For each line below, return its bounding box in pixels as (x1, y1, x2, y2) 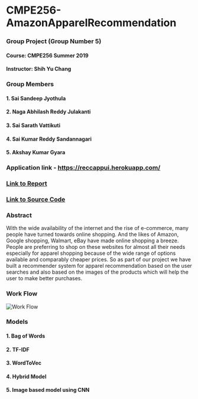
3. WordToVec (6, 359, 42, 366)
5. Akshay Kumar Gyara (6, 149, 66, 156)
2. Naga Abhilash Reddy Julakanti (6, 108, 91, 115)
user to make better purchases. (6, 275, 83, 282)
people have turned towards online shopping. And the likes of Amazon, (6, 231, 179, 238)
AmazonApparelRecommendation (6, 16, 177, 30)
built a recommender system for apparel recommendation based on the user (6, 262, 192, 270)
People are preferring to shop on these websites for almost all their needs (6, 244, 186, 251)
